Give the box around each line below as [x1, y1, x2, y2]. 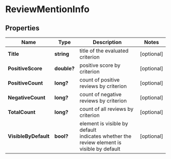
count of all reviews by [79, 105, 134, 112]
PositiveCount [8, 79, 43, 87]
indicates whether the [79, 133, 132, 140]
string [54, 51, 70, 57]
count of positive [79, 76, 120, 83]
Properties [5, 24, 40, 32]
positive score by [79, 62, 121, 69]
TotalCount [8, 109, 36, 115]
